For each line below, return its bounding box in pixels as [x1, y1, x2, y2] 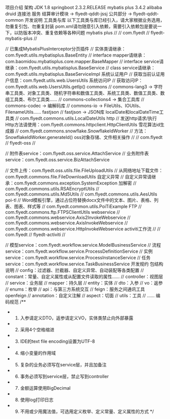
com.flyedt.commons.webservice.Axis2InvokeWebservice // [5, 214, 131, 220]
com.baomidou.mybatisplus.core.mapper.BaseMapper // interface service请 [5, 59, 164, 64]
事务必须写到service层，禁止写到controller [20, 374, 109, 379]
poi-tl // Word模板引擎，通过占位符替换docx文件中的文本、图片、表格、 [5, 197, 154, 203]
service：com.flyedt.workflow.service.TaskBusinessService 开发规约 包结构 [5, 261, 163, 267]
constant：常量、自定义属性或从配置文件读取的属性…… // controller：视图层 [5, 273, 163, 280]
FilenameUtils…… [5, 109, 41, 115]
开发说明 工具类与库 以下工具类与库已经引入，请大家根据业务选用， [24, 17, 165, 23]
